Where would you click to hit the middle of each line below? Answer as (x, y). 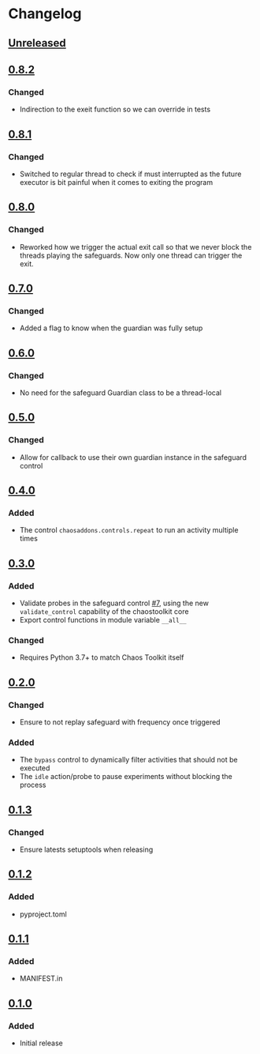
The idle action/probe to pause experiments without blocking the (126, 777)
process (33, 785)
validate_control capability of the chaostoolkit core (104, 612)
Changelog (45, 14)
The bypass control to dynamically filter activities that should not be (128, 760)
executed (35, 768)
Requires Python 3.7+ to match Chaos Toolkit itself (102, 657)
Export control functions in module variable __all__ (103, 620)
